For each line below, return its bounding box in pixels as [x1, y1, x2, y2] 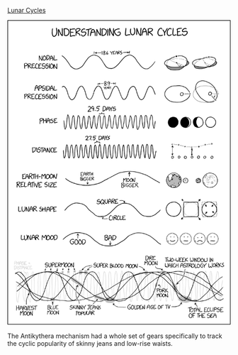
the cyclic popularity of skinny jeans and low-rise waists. [7, 339, 174, 347]
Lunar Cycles [7, 6, 46, 14]
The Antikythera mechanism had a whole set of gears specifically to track [7, 332, 222, 340]
